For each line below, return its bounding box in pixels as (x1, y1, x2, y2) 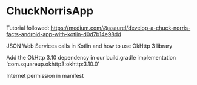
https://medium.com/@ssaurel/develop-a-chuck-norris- (50, 24, 191, 31)
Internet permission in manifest (6, 72, 84, 79)
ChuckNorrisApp (6, 4, 94, 18)
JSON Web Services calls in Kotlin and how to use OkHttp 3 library (6, 42, 173, 49)
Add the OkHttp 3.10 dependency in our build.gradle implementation (6, 54, 176, 61)
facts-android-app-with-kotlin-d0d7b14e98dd (6, 30, 121, 37)
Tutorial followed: (6, 24, 50, 31)
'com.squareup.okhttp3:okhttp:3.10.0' (6, 60, 100, 68)
